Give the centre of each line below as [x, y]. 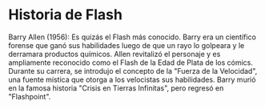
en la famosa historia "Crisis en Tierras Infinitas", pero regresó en [116, 88]
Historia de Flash [65, 15]
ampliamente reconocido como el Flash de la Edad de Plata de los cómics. [131, 63]
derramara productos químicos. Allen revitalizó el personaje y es [114, 54]
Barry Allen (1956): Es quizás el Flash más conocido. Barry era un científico [132, 37]
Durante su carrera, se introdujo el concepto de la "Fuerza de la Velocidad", [133, 71]
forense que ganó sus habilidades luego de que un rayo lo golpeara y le [126, 45]
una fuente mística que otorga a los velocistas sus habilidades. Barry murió [132, 79]
